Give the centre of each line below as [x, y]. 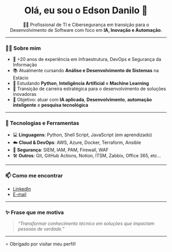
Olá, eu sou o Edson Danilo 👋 [86, 10]
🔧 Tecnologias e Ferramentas [42, 123]
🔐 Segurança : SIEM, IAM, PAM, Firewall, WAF [61, 150]
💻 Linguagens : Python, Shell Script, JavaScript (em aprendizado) [82, 135]
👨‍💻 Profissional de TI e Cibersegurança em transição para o [86, 25]
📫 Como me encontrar [34, 176]
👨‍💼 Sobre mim [23, 48]
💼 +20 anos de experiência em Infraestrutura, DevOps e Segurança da [87, 59]
